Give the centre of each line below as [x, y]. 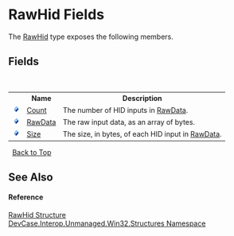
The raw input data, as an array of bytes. [129, 122]
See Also [31, 177]
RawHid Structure [37, 215]
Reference [26, 197]
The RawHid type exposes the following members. [91, 37]
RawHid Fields [57, 15]
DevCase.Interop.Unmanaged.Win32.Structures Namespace [107, 223]
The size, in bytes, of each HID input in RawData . [142, 134]
